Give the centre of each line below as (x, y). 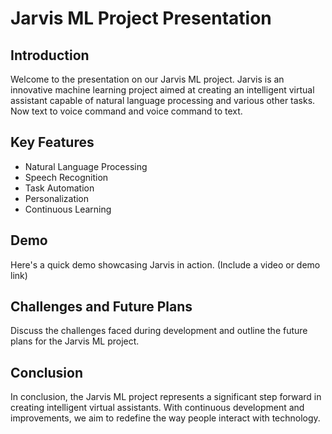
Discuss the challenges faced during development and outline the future (159, 331)
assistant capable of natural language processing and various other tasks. (163, 100)
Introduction (50, 55)
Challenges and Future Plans (101, 307)
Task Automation (59, 188)
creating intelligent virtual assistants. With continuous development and (157, 408)
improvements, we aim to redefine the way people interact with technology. (165, 418)
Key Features (52, 142)
